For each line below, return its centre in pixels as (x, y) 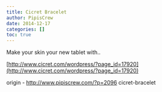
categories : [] (26, 29)
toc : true (19, 35)
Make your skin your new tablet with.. (53, 52)
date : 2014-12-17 (28, 23)
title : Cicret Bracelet (37, 12)
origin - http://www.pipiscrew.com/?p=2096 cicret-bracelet (81, 83)
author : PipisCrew (30, 18)
